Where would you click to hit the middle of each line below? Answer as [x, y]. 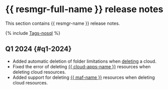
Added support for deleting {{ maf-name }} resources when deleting [84, 77]
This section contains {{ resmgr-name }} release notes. [63, 23]
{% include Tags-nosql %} [33, 33]
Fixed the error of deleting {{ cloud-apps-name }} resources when [81, 66]
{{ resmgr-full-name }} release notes [84, 9]
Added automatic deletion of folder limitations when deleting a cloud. [85, 61]
